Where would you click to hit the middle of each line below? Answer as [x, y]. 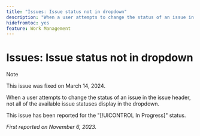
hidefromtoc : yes [28, 23]
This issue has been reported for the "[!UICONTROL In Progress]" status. [96, 115]
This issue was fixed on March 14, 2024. [56, 86]
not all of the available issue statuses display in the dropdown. [83, 104]
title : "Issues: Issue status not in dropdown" [67, 12]
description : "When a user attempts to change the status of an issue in [100, 17]
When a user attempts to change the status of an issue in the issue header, [99, 98]
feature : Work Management [38, 28]
